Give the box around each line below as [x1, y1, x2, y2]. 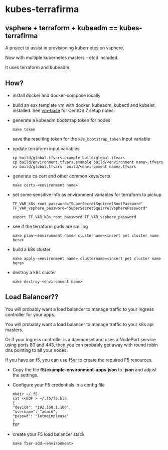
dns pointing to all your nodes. [5, 347, 68, 353]
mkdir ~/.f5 [12, 392, 38, 397]
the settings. [12, 372, 39, 378]
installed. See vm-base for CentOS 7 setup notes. [12, 107, 115, 113]
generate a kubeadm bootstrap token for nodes [12, 117, 111, 123]
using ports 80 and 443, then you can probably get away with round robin [5, 342, 158, 348]
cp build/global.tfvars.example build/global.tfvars [12, 155, 125, 160]
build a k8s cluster [12, 246, 51, 252]
